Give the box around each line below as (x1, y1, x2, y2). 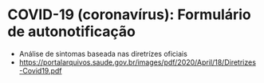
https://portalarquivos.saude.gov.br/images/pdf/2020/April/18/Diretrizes (18, 57, 257, 67)
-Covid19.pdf (18, 65, 62, 75)
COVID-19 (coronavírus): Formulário (7, 6, 252, 24)
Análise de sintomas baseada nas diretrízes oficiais (18, 49, 188, 58)
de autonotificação (7, 22, 136, 41)
